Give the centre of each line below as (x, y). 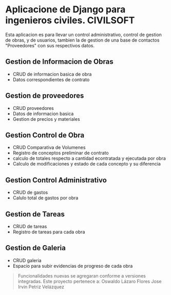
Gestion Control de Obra (45, 135)
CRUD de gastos (30, 192)
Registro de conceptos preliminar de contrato (61, 153)
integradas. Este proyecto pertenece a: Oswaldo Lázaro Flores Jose (90, 281)
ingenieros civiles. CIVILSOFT (70, 20)
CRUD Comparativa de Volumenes (49, 147)
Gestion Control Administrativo (56, 180)
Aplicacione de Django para (65, 10)
